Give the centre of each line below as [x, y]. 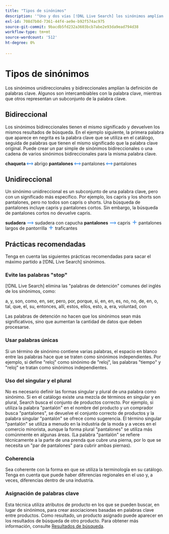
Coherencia [20, 459]
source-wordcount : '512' [31, 37]
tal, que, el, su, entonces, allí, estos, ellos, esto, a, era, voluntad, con [76, 307]
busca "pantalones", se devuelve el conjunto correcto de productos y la [80, 413]
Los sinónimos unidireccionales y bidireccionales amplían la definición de [81, 88]
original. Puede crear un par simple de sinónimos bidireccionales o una [79, 148]
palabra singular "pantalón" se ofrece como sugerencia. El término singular [83, 418]
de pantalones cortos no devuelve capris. [48, 213]
